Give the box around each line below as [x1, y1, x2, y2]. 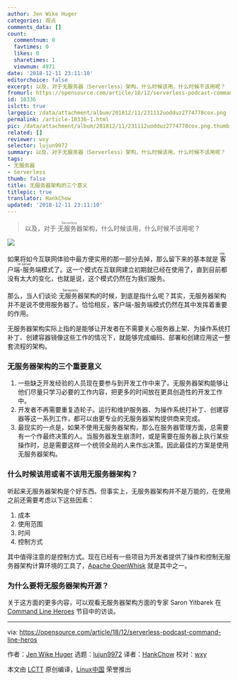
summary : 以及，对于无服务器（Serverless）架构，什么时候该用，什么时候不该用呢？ [7, 149, 226, 156]
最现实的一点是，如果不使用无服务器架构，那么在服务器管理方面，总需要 [17, 423, 229, 432]
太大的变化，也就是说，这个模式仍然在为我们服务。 [19, 274, 169, 282]
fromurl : [7, 89, 33, 96]
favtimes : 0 [13, 43, 50, 50]
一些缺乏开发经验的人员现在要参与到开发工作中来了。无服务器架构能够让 [17, 379, 229, 387]
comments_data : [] [7, 23, 62, 30]
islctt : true [7, 103, 46, 110]
